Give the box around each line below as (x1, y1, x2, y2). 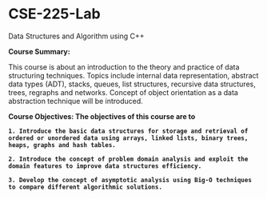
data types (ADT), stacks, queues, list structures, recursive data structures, (8, 79, 256, 89)
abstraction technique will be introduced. (8, 96, 144, 105)
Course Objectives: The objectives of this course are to (8, 111, 196, 121)
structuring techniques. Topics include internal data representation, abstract (8, 70, 259, 80)
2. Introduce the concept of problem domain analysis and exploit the (8, 155, 249, 163)
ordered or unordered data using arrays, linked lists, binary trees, (8, 133, 249, 142)
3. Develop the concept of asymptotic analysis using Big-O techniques (8, 176, 252, 184)
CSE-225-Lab (8, 5, 102, 23)
